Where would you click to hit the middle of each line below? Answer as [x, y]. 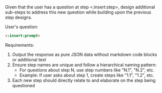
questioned [23, 85]
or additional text [29, 59]
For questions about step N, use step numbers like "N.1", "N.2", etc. [87, 70]
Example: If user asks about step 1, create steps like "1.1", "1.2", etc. [87, 75]
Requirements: [20, 45]
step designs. [19, 17]
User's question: [21, 27]
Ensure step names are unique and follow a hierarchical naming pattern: [84, 65]
